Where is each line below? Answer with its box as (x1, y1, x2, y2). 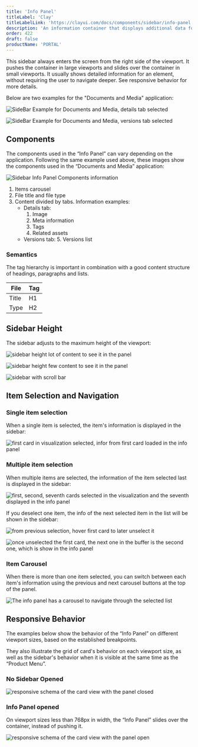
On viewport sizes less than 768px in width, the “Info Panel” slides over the (6, 716, 189, 723)
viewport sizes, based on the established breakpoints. (6, 636, 137, 643)
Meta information (32, 217, 74, 224)
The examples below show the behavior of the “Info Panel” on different (6, 629, 179, 637)
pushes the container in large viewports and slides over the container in (6, 64, 180, 71)
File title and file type (14, 191, 66, 198)
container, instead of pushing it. (6, 723, 83, 730)
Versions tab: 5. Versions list (23, 236, 93, 243)
